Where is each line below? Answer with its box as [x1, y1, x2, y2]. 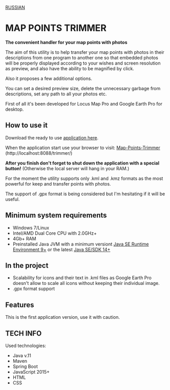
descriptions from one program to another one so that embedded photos [5, 54, 158, 60]
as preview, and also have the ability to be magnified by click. [5, 65, 134, 71]
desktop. [5, 106, 24, 112]
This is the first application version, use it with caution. [5, 314, 120, 320]
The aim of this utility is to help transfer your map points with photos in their [5, 49, 164, 55]
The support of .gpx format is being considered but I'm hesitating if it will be [5, 191, 165, 197]
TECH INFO [5, 329, 42, 338]
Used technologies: [5, 343, 46, 348]
